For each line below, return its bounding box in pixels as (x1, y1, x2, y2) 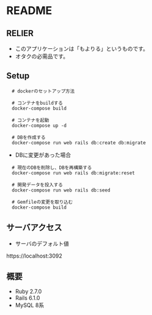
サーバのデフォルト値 (15, 240, 69, 247)
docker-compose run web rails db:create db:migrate (12, 139, 147, 146)
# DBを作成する (12, 134, 46, 141)
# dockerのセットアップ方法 (12, 88, 75, 94)
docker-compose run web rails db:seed (12, 187, 111, 193)
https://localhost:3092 (6, 252, 63, 259)
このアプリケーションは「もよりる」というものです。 (15, 45, 148, 52)
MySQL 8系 (15, 302, 45, 309)
